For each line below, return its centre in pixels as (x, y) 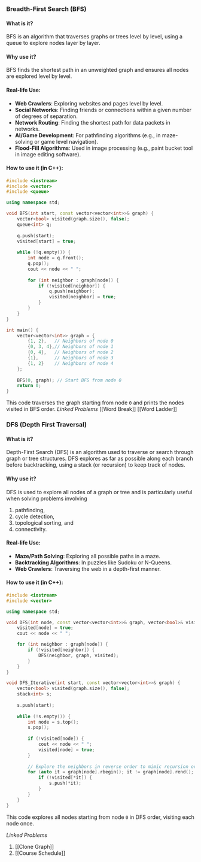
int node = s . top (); (53, 722)
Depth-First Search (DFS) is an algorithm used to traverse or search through (100, 452)
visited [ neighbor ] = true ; (83, 297)
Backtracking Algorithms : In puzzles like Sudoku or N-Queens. (93, 562)
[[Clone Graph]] (34, 846)
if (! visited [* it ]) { (65, 778)
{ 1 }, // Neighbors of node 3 (71, 358)
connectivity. (31, 529)
